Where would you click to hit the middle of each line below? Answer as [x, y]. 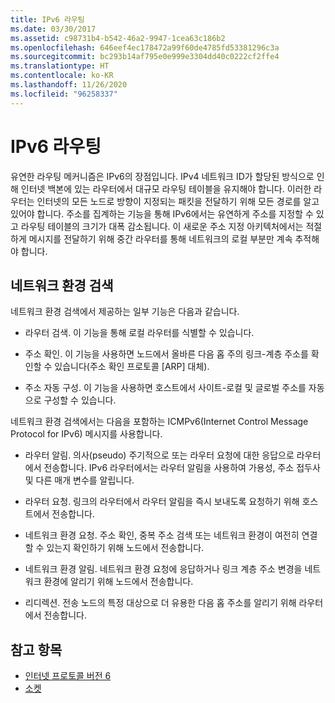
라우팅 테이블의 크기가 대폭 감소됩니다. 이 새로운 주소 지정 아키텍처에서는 [162, 226]
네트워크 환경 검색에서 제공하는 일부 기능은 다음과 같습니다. [125, 312]
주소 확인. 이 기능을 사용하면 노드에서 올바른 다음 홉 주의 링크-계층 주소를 [166, 354]
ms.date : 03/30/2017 [53, 29]
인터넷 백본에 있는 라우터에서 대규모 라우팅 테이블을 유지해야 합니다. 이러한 [166, 188]
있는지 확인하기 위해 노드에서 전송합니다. [125, 548]
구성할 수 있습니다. [80, 400]
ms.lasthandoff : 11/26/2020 [69, 85]
